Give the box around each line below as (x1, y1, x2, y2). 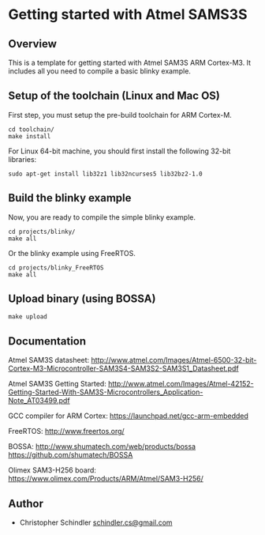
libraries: (8, 154, 37, 164)
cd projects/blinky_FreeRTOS (8, 263, 104, 272)
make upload (8, 313, 47, 321)
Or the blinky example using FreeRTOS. (8, 248, 136, 258)
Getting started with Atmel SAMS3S (8, 6, 248, 24)
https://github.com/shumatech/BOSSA (8, 450, 133, 460)
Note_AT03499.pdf (8, 396, 70, 405)
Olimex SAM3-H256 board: (8, 465, 97, 475)
